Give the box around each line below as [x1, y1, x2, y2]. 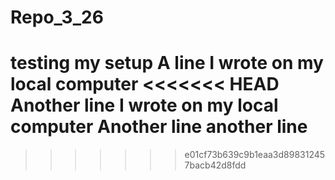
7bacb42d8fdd [184, 159, 247, 171]
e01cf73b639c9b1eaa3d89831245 [184, 149, 326, 161]
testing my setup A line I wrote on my [10, 52, 324, 75]
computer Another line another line [10, 116, 308, 138]
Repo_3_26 [10, 6, 104, 29]
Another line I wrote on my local [10, 94, 279, 117]
